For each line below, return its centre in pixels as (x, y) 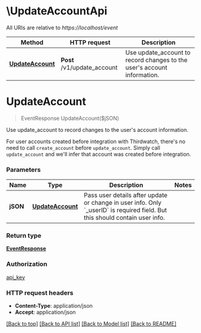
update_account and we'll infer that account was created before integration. (99, 154)
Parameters (23, 169)
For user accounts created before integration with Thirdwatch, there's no (96, 141)
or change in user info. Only (122, 203)
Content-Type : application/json (54, 306)
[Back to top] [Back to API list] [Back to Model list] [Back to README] (91, 324)
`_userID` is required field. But (125, 210)
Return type (24, 236)
